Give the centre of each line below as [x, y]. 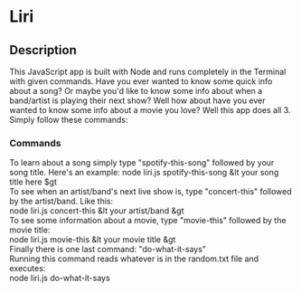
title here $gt [33, 182]
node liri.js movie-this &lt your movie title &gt [93, 240]
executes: [28, 268]
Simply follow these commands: [69, 120]
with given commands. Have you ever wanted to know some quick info [141, 81]
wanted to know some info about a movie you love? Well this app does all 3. [150, 110]
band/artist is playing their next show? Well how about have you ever [137, 100]
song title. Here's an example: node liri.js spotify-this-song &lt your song [144, 173]
